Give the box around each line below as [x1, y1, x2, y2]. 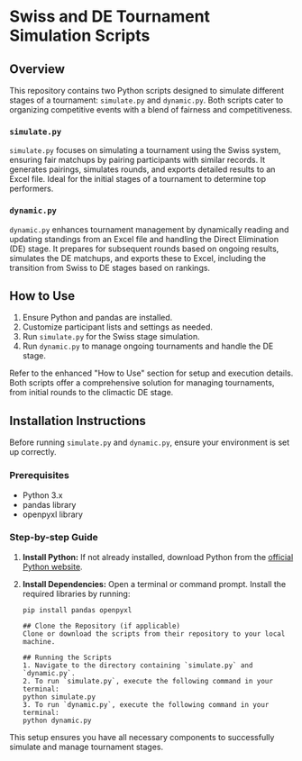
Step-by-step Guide [9, 531, 99, 544]
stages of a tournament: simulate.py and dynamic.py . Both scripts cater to [9, 95, 284, 105]
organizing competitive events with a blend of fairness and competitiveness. [9, 104, 293, 114]
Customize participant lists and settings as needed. [22, 322, 214, 332]
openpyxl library [22, 509, 84, 520]
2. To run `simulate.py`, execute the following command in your [22, 676, 273, 685]
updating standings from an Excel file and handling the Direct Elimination [9, 233, 279, 244]
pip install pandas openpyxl [22, 605, 133, 614]
